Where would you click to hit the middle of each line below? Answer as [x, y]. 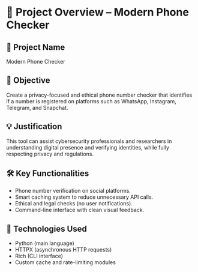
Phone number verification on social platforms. [73, 191]
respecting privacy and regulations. [50, 154]
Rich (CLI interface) [39, 256]
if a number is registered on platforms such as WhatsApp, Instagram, [91, 101]
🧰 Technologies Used [46, 228]
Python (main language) [45, 243]
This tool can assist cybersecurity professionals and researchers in [89, 141]
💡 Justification [34, 126]
